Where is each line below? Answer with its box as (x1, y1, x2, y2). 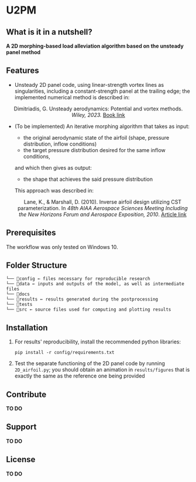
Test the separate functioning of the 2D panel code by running (14, 360, 166, 367)
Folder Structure (6, 261, 67, 271)
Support (6, 422, 37, 432)
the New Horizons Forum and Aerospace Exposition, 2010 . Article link (18, 211, 187, 218)
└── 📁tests (6, 302, 33, 308)
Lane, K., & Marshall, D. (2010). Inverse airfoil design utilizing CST (23, 198, 182, 205)
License (6, 454, 36, 464)
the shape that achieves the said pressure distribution (23, 176, 153, 183)
